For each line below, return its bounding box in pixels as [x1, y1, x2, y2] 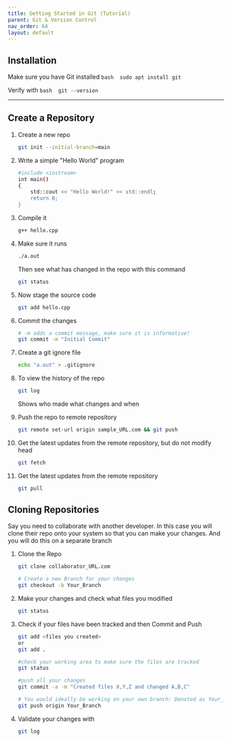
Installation [8, 54, 57, 66]
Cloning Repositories [8, 504, 99, 516]
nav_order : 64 [8, 23, 49, 29]
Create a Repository [8, 112, 95, 124]
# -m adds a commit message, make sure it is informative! [17, 330, 191, 337]
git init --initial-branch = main [17, 143, 110, 151]
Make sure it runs [17, 239, 67, 248]
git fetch [17, 459, 47, 466]
